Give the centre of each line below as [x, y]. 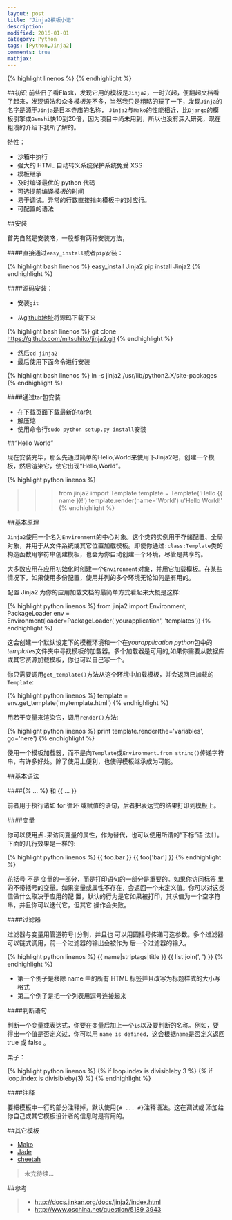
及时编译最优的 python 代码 [56, 182]
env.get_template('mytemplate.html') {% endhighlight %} [88, 702]
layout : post [26, 13]
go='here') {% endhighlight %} [51, 738]
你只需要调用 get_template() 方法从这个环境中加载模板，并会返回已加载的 [110, 674]
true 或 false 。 [28, 1042]
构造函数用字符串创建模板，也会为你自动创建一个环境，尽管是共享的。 [107, 554]
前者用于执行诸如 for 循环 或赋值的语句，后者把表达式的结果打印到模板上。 [114, 805]
